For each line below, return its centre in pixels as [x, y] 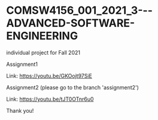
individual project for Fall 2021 [43, 52]
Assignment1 [22, 64]
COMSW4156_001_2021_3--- [79, 10]
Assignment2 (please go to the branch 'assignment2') [73, 87]
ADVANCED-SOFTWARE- [71, 23]
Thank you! [20, 110]
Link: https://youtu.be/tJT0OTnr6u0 [50, 99]
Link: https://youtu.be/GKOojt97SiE [49, 76]
